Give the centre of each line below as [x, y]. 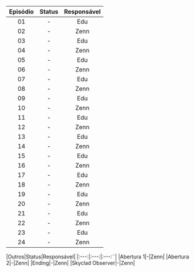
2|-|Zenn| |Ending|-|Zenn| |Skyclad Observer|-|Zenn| [70, 263]
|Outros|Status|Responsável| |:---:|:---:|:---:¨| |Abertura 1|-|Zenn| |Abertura [97, 257]
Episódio [21, 12]
